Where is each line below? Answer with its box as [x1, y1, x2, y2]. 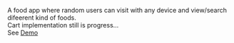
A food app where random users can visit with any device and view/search [7, 6, 227, 14]
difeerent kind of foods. [7, 13, 76, 22]
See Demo [7, 28, 39, 37]
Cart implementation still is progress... [7, 21, 119, 29]
